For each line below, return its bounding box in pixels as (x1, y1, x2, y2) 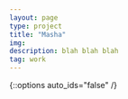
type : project (9, 22, 63, 31)
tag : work (9, 55, 47, 64)
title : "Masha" (9, 30, 67, 39)
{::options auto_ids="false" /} (9, 80, 117, 90)
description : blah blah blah (9, 47, 119, 56)
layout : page (9, 13, 59, 22)
